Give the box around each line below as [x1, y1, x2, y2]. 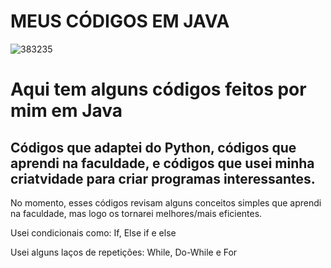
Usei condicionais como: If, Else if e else [10, 226, 177, 239]
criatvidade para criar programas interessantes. [10, 170, 316, 187]
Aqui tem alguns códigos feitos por [10, 78, 307, 101]
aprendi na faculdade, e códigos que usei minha [10, 155, 315, 172]
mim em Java [10, 100, 123, 122]
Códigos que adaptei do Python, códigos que [10, 139, 297, 156]
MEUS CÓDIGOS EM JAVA [10, 10, 230, 33]
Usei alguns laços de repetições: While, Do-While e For [10, 246, 238, 258]
